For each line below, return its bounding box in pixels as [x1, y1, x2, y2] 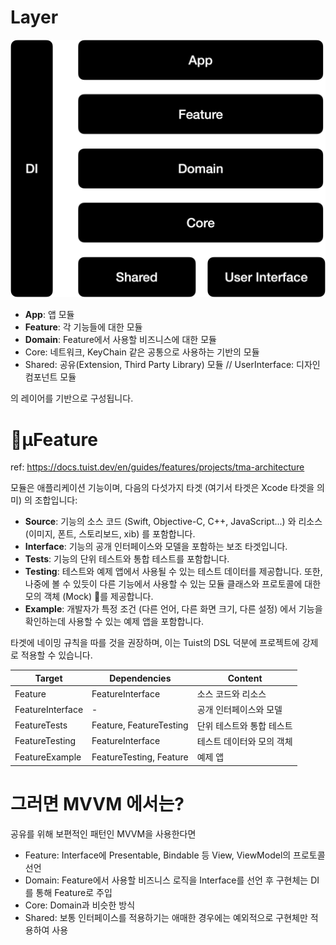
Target [34, 672, 63, 684]
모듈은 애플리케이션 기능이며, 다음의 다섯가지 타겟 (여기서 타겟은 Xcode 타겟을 [10, 482, 315, 494]
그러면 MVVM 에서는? [10, 792, 185, 815]
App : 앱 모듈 [24, 309, 75, 321]
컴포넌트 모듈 [24, 371, 77, 383]
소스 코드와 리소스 [196, 688, 267, 700]
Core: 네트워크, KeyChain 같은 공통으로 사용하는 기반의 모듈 [24, 346, 260, 358]
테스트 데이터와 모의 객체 [196, 735, 293, 747]
